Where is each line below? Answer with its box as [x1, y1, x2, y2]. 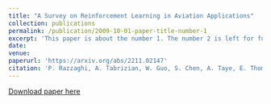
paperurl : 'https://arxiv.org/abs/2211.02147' [8, 57, 168, 65]
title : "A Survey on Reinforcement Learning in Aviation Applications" [8, 11, 254, 20]
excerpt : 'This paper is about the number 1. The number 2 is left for [8, 34, 254, 43]
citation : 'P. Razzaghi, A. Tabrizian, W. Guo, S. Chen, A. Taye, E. [8, 64, 248, 73]
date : [8, 42, 27, 50]
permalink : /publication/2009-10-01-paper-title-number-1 [8, 27, 207, 35]
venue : [8, 49, 31, 57]
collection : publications [8, 19, 95, 27]
